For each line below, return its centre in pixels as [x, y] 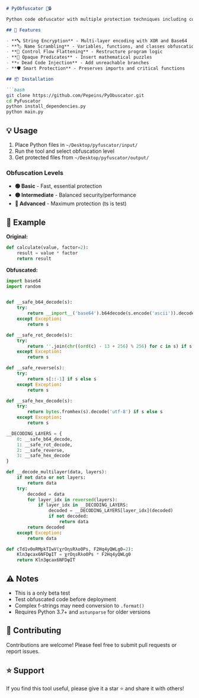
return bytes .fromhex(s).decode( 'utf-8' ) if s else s [95, 412]
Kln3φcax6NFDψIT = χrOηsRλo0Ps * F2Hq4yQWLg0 [74, 555]
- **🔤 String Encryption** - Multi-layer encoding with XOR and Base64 [97, 41]
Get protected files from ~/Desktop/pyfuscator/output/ [82, 157]
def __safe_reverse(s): [36, 368]
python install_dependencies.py [46, 106]
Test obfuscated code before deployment [65, 599]
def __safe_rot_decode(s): [39, 335]
